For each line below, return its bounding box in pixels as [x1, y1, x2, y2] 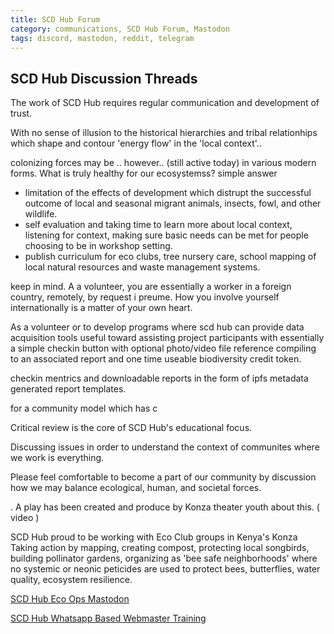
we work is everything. [10, 452, 105, 464]
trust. [10, 107, 33, 120]
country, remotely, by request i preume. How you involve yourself [10, 291, 280, 303]
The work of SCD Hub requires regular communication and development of [10, 97, 320, 109]
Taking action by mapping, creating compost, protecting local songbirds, [10, 542, 310, 554]
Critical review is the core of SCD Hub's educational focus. [10, 422, 253, 434]
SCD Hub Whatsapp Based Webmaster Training [10, 612, 207, 625]
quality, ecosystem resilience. [10, 574, 133, 586]
